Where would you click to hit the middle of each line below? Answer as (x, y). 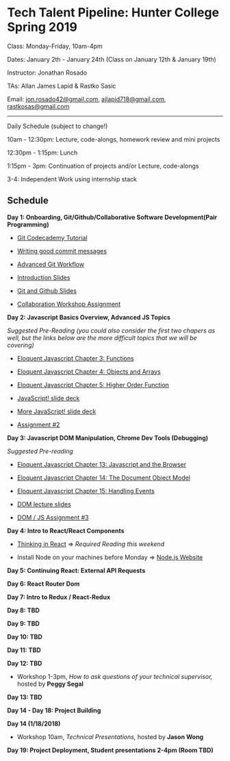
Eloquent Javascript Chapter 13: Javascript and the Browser (102, 464)
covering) (21, 345)
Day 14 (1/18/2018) (34, 723)
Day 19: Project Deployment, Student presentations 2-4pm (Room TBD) (110, 750)
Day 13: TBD (25, 697)
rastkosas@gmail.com (38, 106)
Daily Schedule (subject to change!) (57, 126)
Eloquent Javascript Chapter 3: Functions (76, 358)
